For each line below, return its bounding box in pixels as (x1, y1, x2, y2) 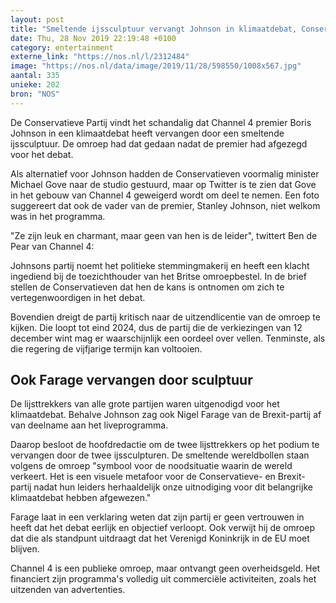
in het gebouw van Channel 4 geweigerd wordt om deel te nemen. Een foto (10, 189, 320, 201)
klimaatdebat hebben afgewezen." (10, 492, 152, 504)
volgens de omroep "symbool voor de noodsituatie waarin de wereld (10, 460, 293, 472)
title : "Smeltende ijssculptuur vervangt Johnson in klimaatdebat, (10, 24, 298, 34)
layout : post (10, 14, 65, 25)
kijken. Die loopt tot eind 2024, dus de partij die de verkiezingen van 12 (10, 321, 303, 333)
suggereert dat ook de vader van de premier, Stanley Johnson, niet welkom (10, 199, 321, 211)
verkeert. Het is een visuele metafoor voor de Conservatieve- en (10, 471, 276, 483)
